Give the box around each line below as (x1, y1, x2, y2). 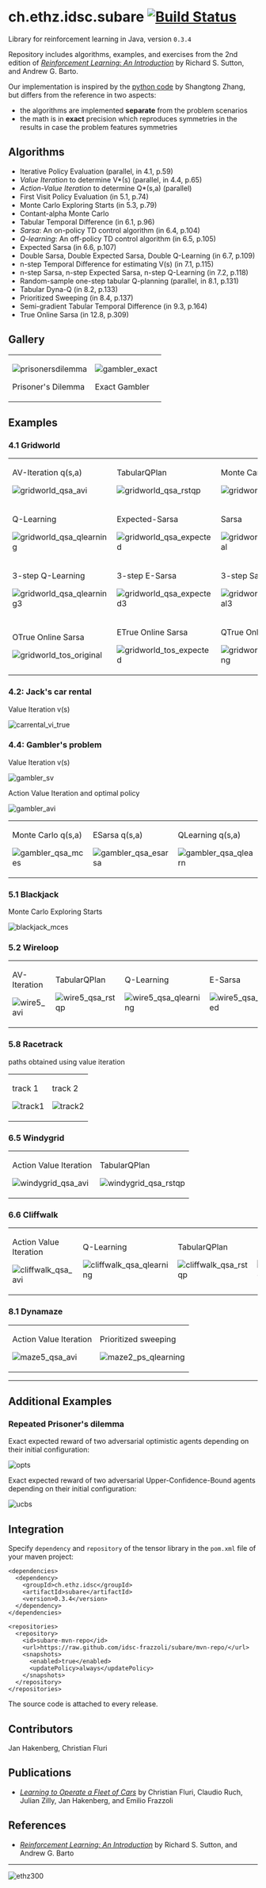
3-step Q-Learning (12, 570, 85, 581)
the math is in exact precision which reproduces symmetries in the (19, 113, 237, 123)
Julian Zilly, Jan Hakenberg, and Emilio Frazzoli (19, 1795, 173, 1805)
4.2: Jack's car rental (8, 686, 93, 697)
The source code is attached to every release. (8, 1699, 158, 1709)
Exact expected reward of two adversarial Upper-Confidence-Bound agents (8, 1475, 256, 1485)
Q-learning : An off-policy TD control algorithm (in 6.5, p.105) (19, 234, 216, 244)
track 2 (51, 1083, 79, 1094)
